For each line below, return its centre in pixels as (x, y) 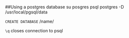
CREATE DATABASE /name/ (30, 21)
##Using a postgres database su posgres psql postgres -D (64, 7)
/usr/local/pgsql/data (26, 12)
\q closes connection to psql (34, 31)
